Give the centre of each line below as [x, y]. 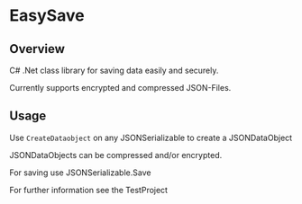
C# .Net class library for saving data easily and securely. [114, 70]
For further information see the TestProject [89, 190]
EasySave [47, 16]
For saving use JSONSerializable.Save [80, 173]
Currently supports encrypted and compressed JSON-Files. [120, 88]
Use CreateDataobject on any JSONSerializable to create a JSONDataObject [151, 137]
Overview [37, 49]
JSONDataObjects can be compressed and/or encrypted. [116, 155]
